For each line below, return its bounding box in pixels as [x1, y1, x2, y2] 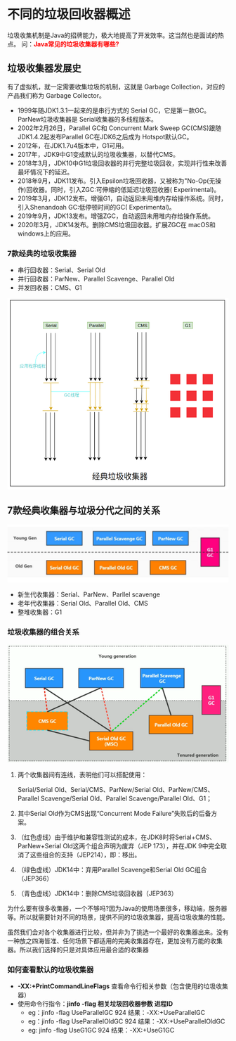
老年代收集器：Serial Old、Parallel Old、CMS [17, 599, 149, 608]
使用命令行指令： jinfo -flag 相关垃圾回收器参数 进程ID [17, 1000, 173, 1008]
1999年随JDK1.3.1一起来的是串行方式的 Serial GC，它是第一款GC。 [17, 106, 211, 115]
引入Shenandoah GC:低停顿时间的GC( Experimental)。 [17, 203, 176, 211]
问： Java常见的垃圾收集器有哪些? [20, 39, 119, 48]
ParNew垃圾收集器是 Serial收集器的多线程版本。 [17, 115, 158, 123]
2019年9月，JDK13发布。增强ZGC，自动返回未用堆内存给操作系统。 [17, 212, 215, 220]
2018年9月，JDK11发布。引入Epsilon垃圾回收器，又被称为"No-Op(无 [17, 177, 216, 185]
